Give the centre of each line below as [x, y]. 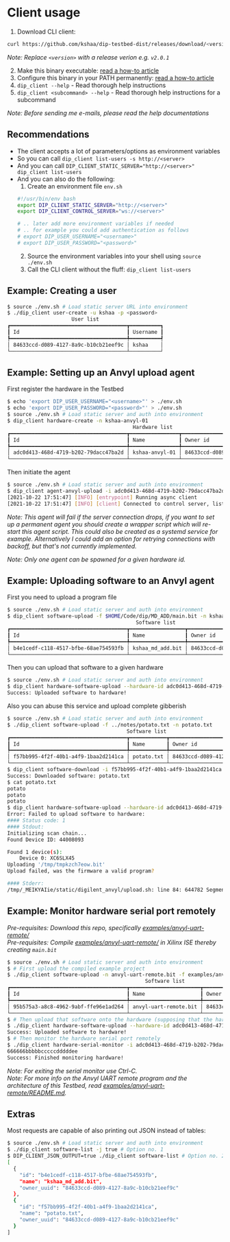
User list [85, 319]
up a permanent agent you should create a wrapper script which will [104, 524]
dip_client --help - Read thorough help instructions [91, 85]
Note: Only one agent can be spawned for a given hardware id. [97, 559]
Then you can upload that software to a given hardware [85, 668]
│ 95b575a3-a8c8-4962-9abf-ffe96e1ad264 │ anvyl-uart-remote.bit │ [105, 1007]
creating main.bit [32, 949]
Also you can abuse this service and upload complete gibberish [97, 706]
